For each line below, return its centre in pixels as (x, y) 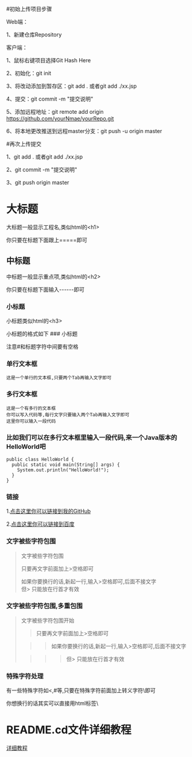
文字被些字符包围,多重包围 (44, 606)
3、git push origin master (38, 182)
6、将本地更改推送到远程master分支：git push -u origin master (84, 131)
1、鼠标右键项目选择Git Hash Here (49, 60)
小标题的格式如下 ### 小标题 (42, 334)
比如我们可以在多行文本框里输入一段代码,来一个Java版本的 (92, 437)
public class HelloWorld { (40, 459)
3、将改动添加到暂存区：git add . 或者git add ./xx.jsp (72, 86)
